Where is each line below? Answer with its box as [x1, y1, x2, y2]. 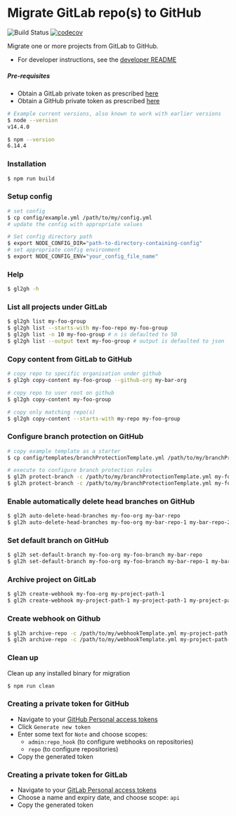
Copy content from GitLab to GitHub [7, 354, 132, 364]
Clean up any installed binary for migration [7, 669, 131, 677]
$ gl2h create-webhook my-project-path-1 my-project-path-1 [7, 597, 188, 605]
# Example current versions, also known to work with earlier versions [7, 110, 221, 117]
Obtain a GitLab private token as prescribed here [17, 89, 159, 98]
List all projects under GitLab [7, 302, 107, 312]
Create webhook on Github [7, 614, 101, 624]
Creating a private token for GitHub [7, 699, 130, 709]
